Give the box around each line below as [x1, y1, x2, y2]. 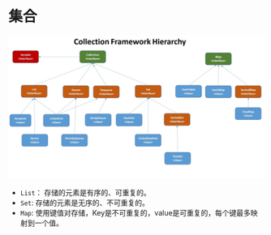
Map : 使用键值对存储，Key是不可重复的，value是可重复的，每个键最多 [19, 208, 252, 218]
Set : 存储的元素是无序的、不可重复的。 [19, 198, 150, 207]
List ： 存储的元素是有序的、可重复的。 [19, 188, 152, 198]
